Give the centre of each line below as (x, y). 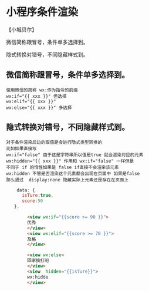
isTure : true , (38, 196)
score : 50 (32, 201)
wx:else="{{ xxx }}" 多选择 (39, 108)
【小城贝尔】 (21, 29)
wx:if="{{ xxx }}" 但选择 (36, 96)
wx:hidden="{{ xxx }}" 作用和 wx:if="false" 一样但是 (70, 161)
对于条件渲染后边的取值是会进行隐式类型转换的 (54, 142)
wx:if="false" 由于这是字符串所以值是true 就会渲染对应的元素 (75, 155)
